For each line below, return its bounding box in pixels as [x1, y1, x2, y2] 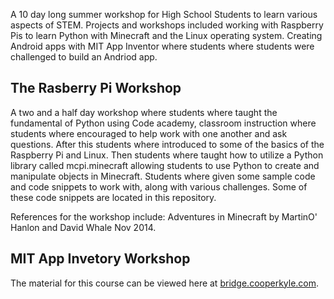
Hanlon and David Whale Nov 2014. [10, 221, 157, 233]
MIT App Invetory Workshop [10, 250, 191, 268]
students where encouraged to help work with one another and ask [10, 127, 288, 139]
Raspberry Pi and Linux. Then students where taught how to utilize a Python [10, 149, 324, 161]
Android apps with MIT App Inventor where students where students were [10, 40, 315, 52]
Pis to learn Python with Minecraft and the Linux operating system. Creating [10, 30, 323, 41]
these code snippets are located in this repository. [10, 191, 217, 203]
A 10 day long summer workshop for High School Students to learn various [10, 9, 318, 20]
